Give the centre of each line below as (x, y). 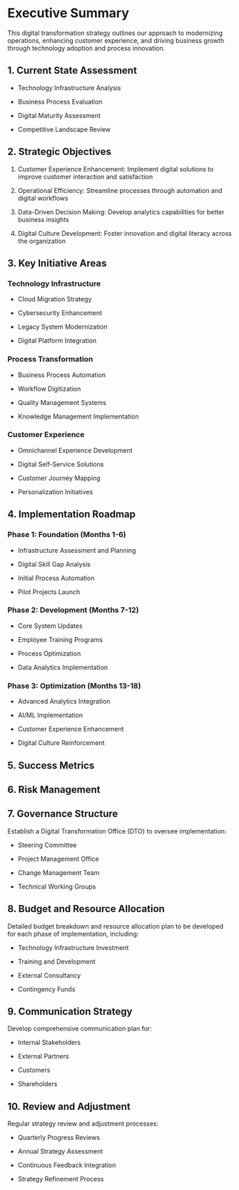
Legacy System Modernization (63, 327)
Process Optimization (49, 653)
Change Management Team (59, 872)
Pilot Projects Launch (49, 591)
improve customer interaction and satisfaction (85, 176)
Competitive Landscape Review (64, 129)
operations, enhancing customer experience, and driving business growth (116, 40)
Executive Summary (68, 13)
